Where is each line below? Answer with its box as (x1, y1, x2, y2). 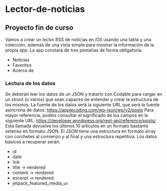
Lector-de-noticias (5, 3, 85, 15)
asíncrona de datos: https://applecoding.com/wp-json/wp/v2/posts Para (5, 107, 154, 113)
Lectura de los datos (5, 80, 56, 87)
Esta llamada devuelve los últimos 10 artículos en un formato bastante (5, 123, 149, 129)
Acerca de (12, 67, 34, 73)
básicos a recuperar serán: (5, 139, 61, 145)
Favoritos (12, 62, 32, 68)
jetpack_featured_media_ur (12, 181, 68, 187)
